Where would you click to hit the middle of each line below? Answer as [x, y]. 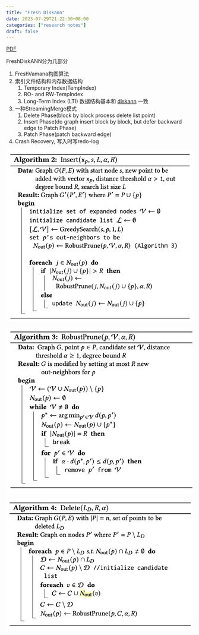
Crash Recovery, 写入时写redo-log [57, 141]
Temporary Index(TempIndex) [60, 88]
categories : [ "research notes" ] [46, 25]
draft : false [22, 31]
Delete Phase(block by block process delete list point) [90, 115]
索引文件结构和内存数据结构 [49, 81]
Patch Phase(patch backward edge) [67, 134]
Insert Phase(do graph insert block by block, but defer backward [103, 122]
